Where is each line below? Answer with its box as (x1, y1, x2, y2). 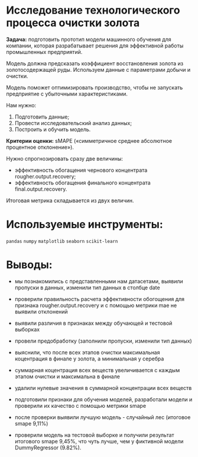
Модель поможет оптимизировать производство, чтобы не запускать (6, 84, 183, 91)
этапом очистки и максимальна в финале (14, 373, 120, 380)
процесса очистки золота (6, 16, 140, 30)
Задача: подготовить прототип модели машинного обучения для (6, 36, 171, 43)
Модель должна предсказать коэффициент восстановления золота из (6, 60, 184, 67)
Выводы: (6, 258, 53, 271)
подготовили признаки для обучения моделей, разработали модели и (14, 395, 193, 403)
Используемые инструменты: (6, 218, 164, 231)
